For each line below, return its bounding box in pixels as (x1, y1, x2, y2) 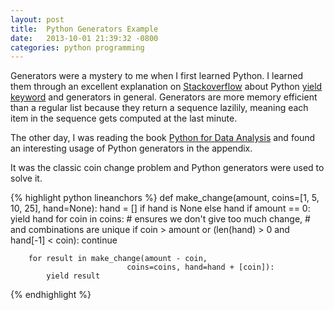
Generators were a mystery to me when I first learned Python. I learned (10, 70, 304, 82)
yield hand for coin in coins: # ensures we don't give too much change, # (10, 213, 311, 225)
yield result (46, 271, 101, 281)
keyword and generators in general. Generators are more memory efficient (10, 91, 318, 103)
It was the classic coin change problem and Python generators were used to (10, 162, 325, 174)
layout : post (10, 14, 65, 25)
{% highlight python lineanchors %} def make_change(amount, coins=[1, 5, (10, 192, 320, 204)
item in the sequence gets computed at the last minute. (10, 112, 238, 125)
